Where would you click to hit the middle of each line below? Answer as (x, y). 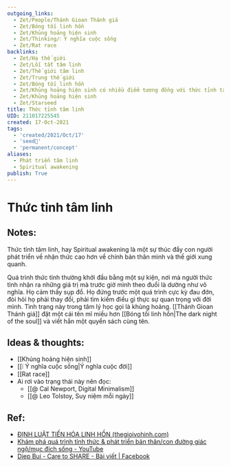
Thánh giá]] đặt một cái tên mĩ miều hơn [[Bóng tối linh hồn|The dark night (112, 314)
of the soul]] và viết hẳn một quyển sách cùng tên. (78, 321)
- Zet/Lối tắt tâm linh (47, 65)
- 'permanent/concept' (46, 148)
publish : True (27, 173)
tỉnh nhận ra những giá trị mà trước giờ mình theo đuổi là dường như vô (107, 284)
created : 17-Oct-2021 (38, 122)
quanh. (17, 264)
